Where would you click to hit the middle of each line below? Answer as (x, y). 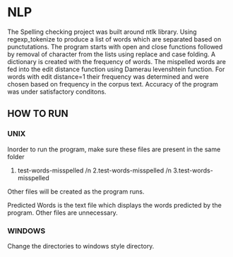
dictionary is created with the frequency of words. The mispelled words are (116, 61)
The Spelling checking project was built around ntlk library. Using (102, 32)
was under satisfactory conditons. (57, 92)
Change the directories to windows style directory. (81, 246)
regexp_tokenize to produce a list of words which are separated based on (114, 39)
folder (16, 156)
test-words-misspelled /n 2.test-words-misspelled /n (94, 170)
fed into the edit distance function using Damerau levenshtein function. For (116, 69)
